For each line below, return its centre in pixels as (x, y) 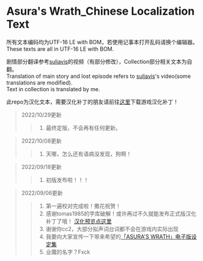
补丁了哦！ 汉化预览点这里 (79, 221)
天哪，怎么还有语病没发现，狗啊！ (89, 154)
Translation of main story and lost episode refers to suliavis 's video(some (99, 76)
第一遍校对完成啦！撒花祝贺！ (83, 206)
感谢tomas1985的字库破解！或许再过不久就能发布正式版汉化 (121, 213)
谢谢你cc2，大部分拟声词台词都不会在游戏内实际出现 (112, 229)
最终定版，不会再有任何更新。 (83, 127)
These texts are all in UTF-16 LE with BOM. (60, 49)
